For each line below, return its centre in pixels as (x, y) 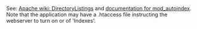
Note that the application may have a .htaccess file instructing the (87, 14)
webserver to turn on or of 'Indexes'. (51, 21)
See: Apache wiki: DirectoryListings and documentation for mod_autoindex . (99, 8)
